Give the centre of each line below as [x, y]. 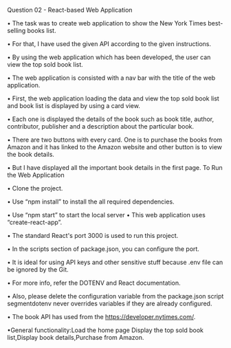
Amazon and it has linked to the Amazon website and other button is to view [114, 147]
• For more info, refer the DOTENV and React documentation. [94, 283]
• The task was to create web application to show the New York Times [107, 23]
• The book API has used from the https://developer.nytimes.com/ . [101, 317]
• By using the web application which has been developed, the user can [109, 57]
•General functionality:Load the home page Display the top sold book [106, 330]
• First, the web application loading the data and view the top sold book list [113, 98]
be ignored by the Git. [38, 270]
